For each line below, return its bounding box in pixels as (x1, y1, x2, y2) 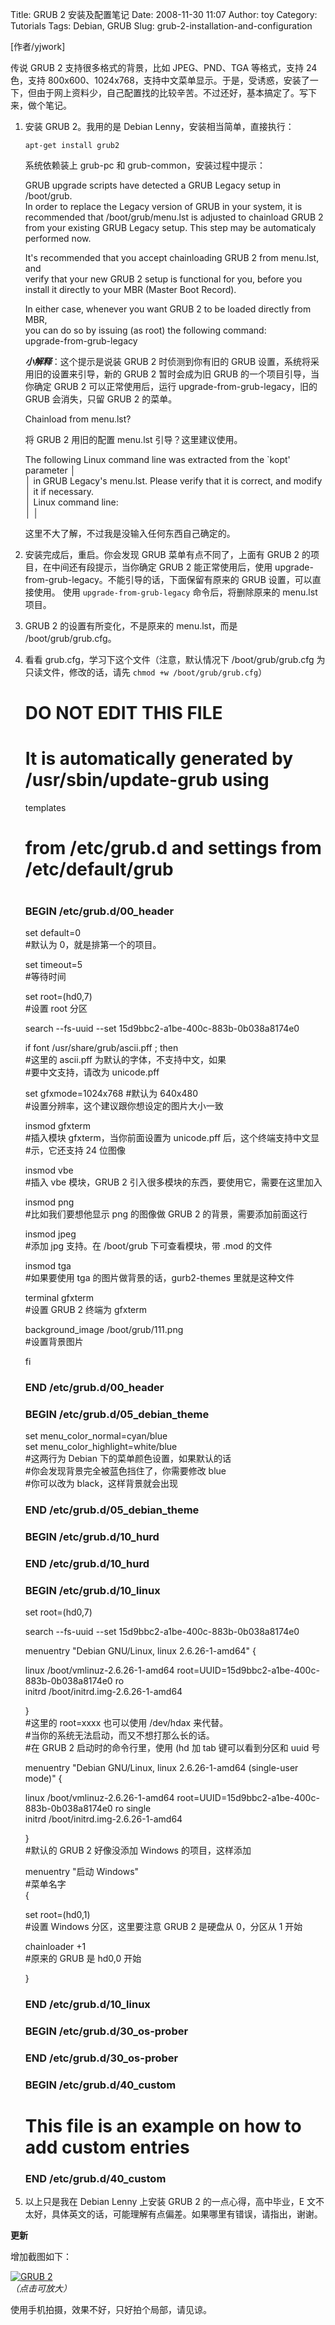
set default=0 (24, 926, 81, 938)
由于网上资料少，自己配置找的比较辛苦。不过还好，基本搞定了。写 (36, 87, 308, 98)
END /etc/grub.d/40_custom (24, 2171, 167, 2185)
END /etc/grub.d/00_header (24, 1380, 165, 1394)
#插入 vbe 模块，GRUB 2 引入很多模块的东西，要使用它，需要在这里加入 (24, 1176, 323, 1188)
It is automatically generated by (24, 748, 293, 770)
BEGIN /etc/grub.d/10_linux (24, 1583, 161, 1597)
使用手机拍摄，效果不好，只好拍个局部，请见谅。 (10, 2304, 212, 2316)
